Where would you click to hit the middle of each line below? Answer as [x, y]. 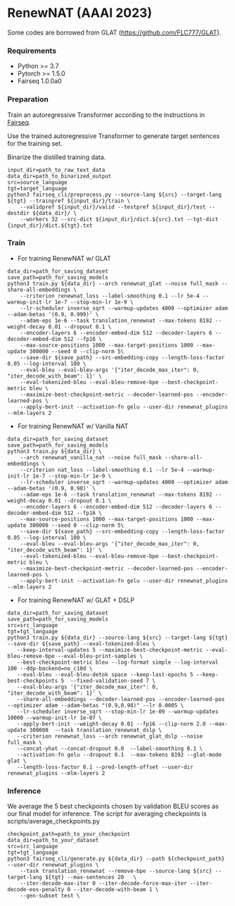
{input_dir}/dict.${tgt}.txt [50, 225]
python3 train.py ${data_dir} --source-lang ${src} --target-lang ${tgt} [118, 638]
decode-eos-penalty [36, 890]
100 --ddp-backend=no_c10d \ [50, 668]
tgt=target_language [38, 188]
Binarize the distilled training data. [57, 157]
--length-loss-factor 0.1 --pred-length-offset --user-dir [105, 767]
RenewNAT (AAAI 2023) [80, 13]
